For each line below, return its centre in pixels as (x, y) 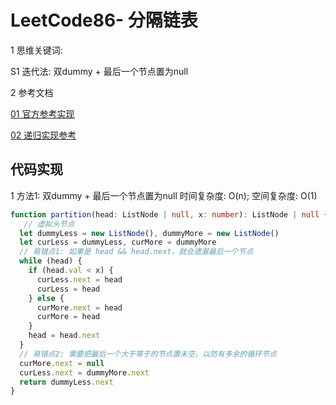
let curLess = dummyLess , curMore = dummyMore (118, 242)
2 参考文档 (32, 92)
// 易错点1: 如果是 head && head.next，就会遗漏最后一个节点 (136, 252)
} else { (46, 298)
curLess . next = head (79, 279)
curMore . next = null (62, 363)
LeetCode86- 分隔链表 (104, 20)
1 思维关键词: (36, 50)
